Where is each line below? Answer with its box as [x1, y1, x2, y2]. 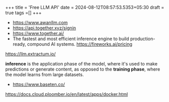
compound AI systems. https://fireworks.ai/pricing [27, 41, 132, 47]
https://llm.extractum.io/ [5, 51, 56, 57]
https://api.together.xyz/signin [12, 25, 76, 31]
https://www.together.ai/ [12, 30, 65, 36]
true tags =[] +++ [5, 10, 42, 16]
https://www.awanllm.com [12, 20, 68, 25]
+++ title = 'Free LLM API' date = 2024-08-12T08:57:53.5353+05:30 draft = [5, 5, 164, 10]
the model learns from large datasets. [5, 72, 84, 78]
